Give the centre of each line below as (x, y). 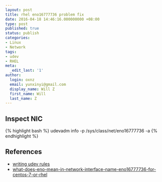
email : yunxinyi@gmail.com (38, 84)
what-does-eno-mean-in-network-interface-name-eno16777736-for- (84, 169)
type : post (17, 24)
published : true (22, 29)
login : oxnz (22, 80)
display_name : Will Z (32, 89)
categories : (18, 38)
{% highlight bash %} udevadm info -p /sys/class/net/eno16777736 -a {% (82, 131)
